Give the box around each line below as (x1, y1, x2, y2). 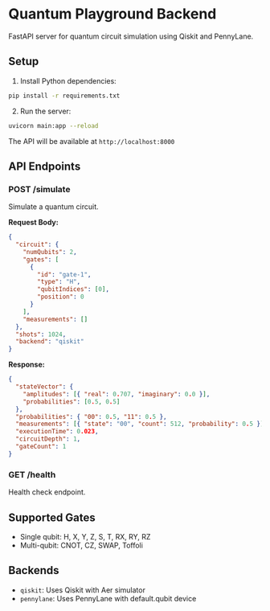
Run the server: (19, 106, 72, 116)
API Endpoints (8, 159, 81, 173)
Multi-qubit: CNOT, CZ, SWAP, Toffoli (19, 540, 143, 550)
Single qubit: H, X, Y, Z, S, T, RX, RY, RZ (19, 531, 151, 541)
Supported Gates (8, 511, 96, 524)
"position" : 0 (37, 293, 84, 301)
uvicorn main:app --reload (8, 121, 99, 129)
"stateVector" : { (15, 383, 74, 391)
